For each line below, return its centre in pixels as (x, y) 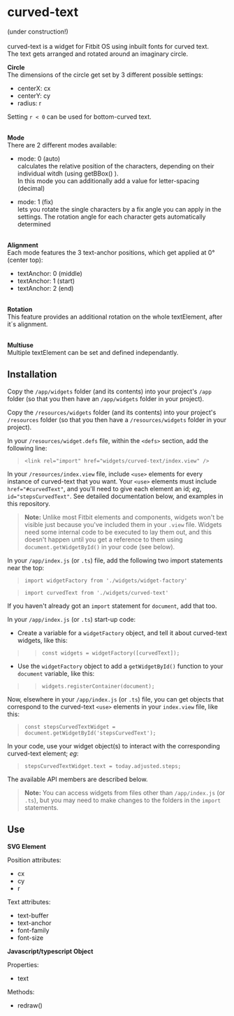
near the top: (26, 567)
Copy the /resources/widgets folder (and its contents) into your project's (112, 412)
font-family (33, 930)
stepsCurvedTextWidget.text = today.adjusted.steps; (103, 766)
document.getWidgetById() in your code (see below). (100, 546)
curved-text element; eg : (43, 753)
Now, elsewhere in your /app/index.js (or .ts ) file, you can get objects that (116, 699)
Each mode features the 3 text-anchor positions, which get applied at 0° (111, 252)
